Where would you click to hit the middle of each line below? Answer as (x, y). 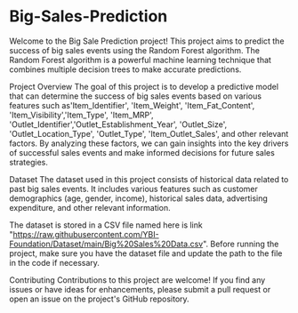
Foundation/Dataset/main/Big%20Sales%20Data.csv (106, 244)
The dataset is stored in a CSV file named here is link (106, 225)
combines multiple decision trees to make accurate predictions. (125, 69)
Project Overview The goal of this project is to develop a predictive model (144, 86)
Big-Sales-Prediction (89, 16)
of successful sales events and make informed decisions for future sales (142, 152)
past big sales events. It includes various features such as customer (133, 189)
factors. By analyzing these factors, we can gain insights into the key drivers (149, 143)
